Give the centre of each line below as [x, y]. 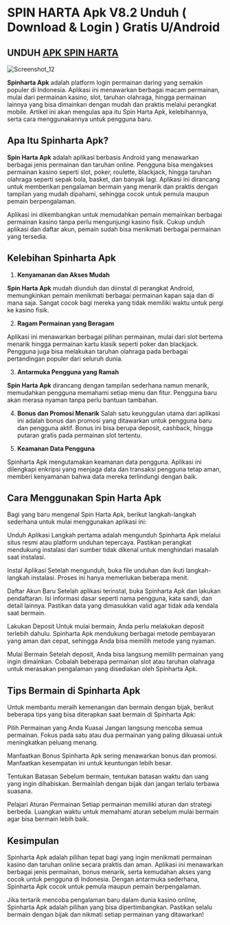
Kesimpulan [33, 841]
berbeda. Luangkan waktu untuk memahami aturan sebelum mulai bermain [113, 812]
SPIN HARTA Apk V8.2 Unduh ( [97, 13]
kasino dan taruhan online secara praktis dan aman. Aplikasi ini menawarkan [115, 864]
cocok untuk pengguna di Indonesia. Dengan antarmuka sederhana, [103, 880]
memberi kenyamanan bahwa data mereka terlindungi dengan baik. [102, 476]
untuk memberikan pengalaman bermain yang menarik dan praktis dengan [113, 187]
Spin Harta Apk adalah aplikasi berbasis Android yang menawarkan [103, 157]
